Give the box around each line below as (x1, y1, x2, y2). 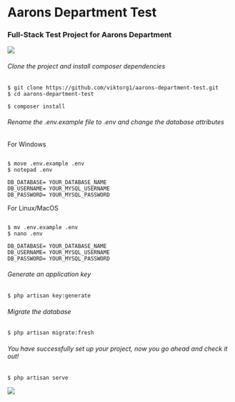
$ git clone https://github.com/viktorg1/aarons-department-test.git (7, 84, 219, 91)
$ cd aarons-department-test (7, 90, 94, 97)
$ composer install (7, 103, 66, 110)
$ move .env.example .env (7, 160, 84, 167)
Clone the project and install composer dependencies (7, 62, 166, 71)
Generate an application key (7, 270, 91, 278)
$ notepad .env (7, 166, 53, 174)
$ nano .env (7, 230, 43, 237)
